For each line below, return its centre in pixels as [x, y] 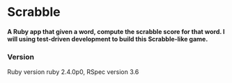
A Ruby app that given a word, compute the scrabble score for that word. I [116, 31]
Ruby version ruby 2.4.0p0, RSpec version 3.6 [73, 72]
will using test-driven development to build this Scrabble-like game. [108, 39]
